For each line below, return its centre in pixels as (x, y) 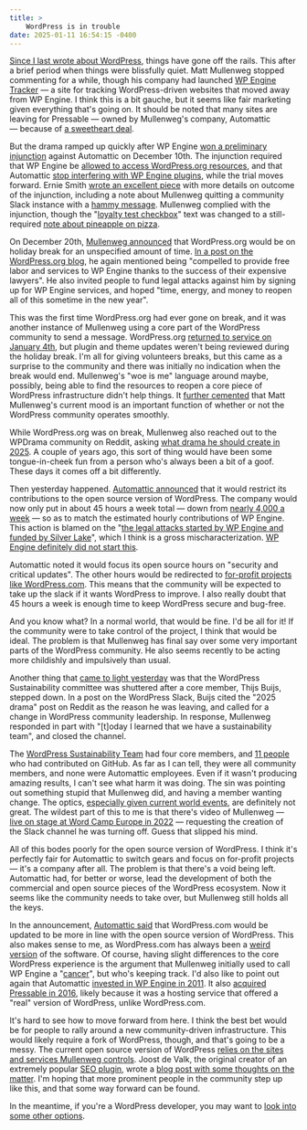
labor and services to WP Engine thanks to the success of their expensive (148, 271)
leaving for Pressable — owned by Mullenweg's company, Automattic (140, 119)
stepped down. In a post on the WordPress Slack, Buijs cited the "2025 (143, 697)
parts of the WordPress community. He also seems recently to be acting (145, 650)
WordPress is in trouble (73, 26)
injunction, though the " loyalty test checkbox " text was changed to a (138, 215)
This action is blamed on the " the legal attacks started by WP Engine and (147, 528)
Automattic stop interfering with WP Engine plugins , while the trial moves (147, 175)
